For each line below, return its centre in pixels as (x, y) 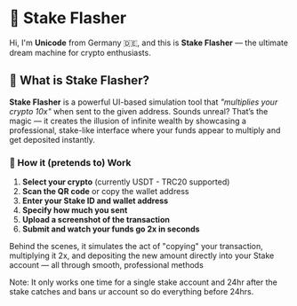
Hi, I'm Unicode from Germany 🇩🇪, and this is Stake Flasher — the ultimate (149, 43)
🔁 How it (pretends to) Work (70, 162)
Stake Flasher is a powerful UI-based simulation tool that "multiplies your (144, 102)
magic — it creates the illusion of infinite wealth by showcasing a (128, 121)
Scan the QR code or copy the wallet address (105, 192)
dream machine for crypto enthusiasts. (80, 52)
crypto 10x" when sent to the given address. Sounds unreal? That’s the (139, 111)
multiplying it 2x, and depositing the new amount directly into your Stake (142, 255)
